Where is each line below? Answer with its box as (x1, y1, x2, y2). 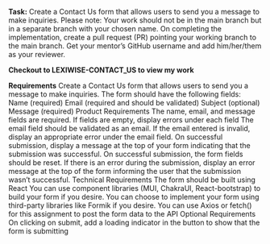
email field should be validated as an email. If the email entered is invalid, (8, 124, 251, 133)
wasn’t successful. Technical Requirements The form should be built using (8, 175, 256, 184)
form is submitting (8, 226, 69, 236)
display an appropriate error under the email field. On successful (8, 132, 223, 142)
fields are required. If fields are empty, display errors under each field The (8, 115, 254, 124)
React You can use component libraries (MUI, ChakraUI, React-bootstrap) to (8, 184, 261, 192)
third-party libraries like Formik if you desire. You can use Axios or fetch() (8, 201, 252, 210)
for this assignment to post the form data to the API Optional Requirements (8, 209, 256, 218)
